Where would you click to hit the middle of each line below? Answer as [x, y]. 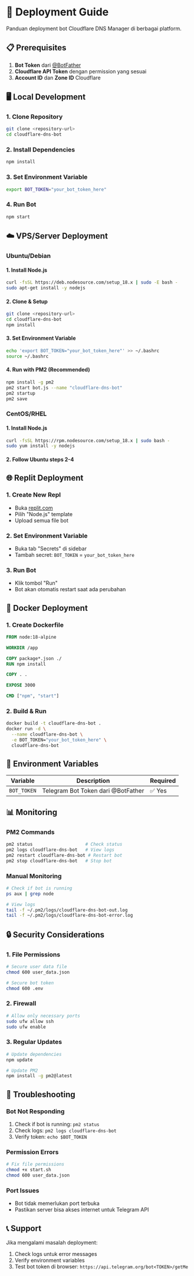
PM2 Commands [30, 832]
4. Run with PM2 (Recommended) [48, 370]
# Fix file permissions [35, 1164]
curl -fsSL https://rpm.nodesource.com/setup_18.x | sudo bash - [88, 440]
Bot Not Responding [35, 1111]
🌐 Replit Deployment [45, 478]
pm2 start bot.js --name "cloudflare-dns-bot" [64, 388]
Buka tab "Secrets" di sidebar [51, 548]
